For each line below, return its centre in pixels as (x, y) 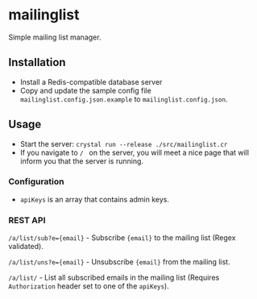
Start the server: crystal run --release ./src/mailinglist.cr (124, 143)
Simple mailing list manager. (55, 37)
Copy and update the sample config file (85, 90)
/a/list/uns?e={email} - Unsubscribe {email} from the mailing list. (120, 262)
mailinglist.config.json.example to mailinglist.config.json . (124, 99)
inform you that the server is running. (81, 161)
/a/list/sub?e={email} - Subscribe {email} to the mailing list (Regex (122, 238)
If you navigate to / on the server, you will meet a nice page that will (135, 152)
